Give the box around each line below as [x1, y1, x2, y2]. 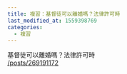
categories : [7, 23, 43, 31]
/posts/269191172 [7, 58, 59, 68]
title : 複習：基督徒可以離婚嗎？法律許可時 [7, 10, 121, 18]
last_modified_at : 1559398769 [7, 17, 98, 24]
